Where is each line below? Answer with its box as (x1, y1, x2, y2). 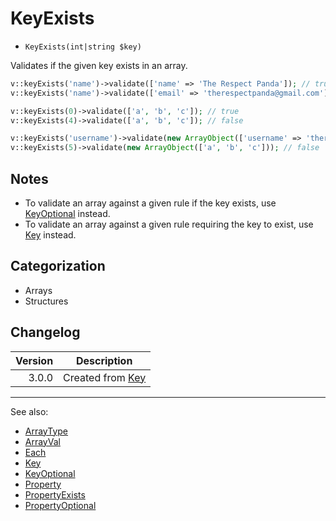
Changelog (10, 324, 81, 341)
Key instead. (24, 229, 77, 241)
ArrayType (24, 425, 69, 437)
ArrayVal (24, 435, 61, 447)
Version (15, 353, 54, 367)
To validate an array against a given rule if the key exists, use (24, 197, 277, 209)
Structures (24, 295, 69, 307)
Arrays (24, 284, 53, 296)
